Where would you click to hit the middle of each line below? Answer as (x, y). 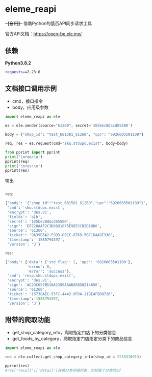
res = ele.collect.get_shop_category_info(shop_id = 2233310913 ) (73, 357)
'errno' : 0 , (39, 267)
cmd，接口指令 (27, 101)
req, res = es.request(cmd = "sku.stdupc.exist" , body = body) (67, 144)
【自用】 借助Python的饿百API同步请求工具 (49, 23)
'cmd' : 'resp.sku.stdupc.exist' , (41, 276)
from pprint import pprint (33, 152)
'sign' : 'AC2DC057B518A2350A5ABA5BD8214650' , (54, 285)
